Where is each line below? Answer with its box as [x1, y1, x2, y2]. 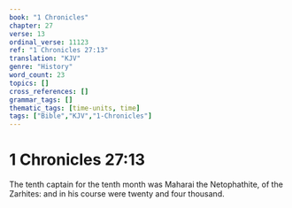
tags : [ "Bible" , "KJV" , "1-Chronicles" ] [9, 112, 152, 120]
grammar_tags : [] [9, 95, 73, 104]
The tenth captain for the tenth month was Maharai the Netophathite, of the [9, 179, 283, 190]
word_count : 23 [9, 71, 65, 80]
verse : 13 [9, 29, 46, 38]
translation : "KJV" [9, 54, 81, 63]
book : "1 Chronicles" [9, 12, 89, 22]
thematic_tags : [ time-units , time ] [9, 104, 141, 112]
